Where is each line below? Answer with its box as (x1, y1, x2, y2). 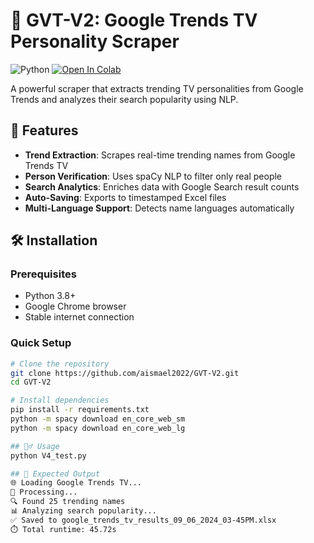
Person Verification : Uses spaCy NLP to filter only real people (24, 170, 283, 182)
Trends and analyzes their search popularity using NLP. (10, 93, 239, 105)
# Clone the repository (10, 359, 110, 369)
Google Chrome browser (24, 300, 127, 313)
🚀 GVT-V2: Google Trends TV (10, 9, 258, 32)
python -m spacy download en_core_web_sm (10, 414, 186, 424)
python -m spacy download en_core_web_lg (10, 423, 186, 433)
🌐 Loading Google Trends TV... (10, 478, 142, 488)
